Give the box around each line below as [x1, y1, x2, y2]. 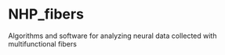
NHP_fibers [8, 5, 85, 23]
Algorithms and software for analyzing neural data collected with [8, 31, 217, 40]
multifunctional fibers [8, 39, 77, 48]
